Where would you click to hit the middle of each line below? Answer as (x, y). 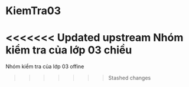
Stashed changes (130, 78)
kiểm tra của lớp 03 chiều (69, 50)
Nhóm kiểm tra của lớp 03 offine (45, 66)
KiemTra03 (33, 11)
